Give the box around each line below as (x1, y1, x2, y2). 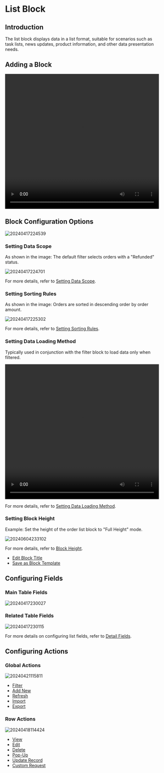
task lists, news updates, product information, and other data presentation (5, 41, 154, 47)
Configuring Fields (5, 574, 63, 583)
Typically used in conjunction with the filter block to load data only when (5, 349, 151, 355)
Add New (12, 688, 31, 694)
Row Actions (5, 716, 36, 722)
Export (12, 703, 26, 709)
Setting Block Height (5, 515, 55, 522)
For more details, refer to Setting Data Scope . (5, 278, 96, 284)
